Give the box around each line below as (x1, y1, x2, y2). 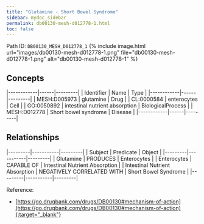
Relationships (6, 132, 60, 143)
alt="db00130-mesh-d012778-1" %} (47, 55, 138, 63)
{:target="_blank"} (15, 211, 62, 218)
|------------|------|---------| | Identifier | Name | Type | (6, 89, 147, 97)
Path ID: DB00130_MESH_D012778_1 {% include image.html (6, 42, 146, 50)
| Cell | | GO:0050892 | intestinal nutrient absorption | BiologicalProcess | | (6, 102, 193, 109)
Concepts (6, 73, 44, 83)
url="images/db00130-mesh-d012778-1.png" (6, 49, 120, 56)
